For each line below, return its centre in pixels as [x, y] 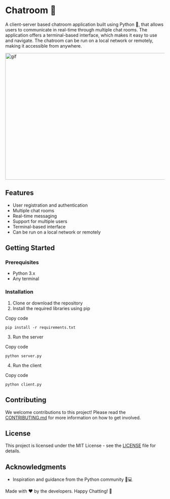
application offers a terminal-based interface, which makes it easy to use [81, 35]
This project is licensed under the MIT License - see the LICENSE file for [80, 446]
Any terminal [26, 279]
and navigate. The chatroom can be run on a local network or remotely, [79, 41]
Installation [19, 292]
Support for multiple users [40, 221]
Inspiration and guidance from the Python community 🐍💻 [72, 479]
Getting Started [30, 248]
